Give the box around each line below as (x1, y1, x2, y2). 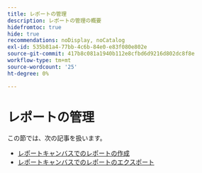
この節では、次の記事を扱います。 (7, 134, 106, 142)
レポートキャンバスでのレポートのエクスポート (17, 158, 155, 167)
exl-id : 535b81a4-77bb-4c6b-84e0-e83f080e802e (7, 43, 147, 51)
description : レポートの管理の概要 (7, 17, 101, 24)
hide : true (7, 30, 40, 38)
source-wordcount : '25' (7, 63, 78, 70)
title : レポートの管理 (7, 10, 67, 18)
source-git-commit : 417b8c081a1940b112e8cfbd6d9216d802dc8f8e (7, 51, 195, 58)
